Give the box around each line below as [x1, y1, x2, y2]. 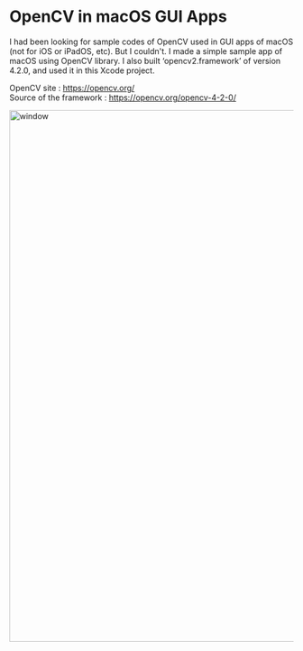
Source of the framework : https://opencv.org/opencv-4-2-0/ [9, 92, 237, 103]
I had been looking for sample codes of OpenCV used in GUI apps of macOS [9, 36, 294, 47]
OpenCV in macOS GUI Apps [9, 6, 227, 27]
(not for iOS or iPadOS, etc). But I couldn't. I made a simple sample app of [9, 45, 283, 56]
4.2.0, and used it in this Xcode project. [9, 65, 155, 76]
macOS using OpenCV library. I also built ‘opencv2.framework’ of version [9, 55, 281, 66]
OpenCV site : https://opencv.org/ [9, 82, 135, 93]
